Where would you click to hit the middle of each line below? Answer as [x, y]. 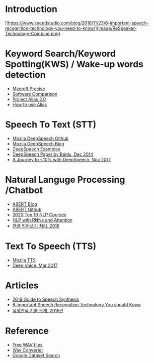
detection [25, 75]
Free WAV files [27, 345]
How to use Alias [30, 104]
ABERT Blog [25, 204]
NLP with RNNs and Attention [42, 220]
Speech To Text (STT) [51, 125]
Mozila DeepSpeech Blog [38, 143]
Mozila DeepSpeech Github [40, 138]
